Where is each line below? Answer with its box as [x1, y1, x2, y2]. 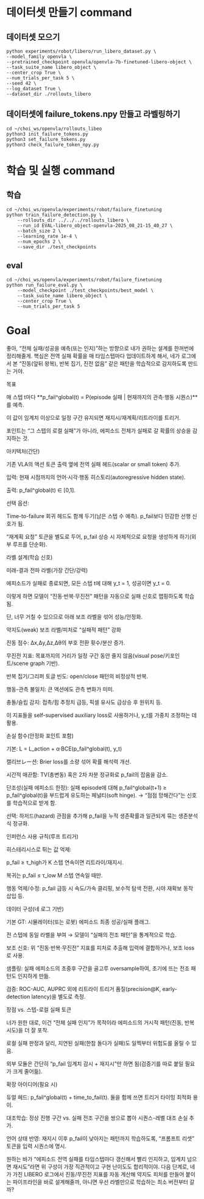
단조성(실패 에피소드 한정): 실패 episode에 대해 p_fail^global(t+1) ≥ [6, 783, 167, 791]
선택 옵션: [6, 499, 29, 506]
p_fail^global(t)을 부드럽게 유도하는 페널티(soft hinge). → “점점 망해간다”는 [6, 791, 186, 799]
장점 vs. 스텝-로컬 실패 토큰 [6, 1006, 72, 1013]
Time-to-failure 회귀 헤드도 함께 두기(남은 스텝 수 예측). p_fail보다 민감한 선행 [6, 512, 191, 519]
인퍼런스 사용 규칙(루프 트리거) [6, 832, 79, 840]
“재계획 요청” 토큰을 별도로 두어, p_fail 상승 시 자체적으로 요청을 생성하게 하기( [6, 533, 192, 540]
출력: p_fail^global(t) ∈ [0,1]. [6, 486, 76, 494]
